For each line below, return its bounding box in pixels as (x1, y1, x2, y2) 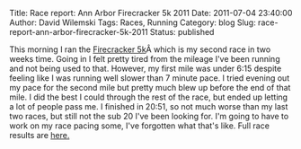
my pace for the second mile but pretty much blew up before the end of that (9, 83, 291, 92)
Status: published (149, 27, 215, 37)
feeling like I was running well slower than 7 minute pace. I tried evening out (9, 73, 290, 83)
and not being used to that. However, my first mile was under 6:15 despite (9, 63, 282, 74)
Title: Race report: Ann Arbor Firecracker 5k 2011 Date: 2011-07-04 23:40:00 (9, 8, 293, 18)
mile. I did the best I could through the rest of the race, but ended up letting (9, 92, 288, 102)
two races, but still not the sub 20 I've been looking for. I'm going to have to (9, 111, 289, 121)
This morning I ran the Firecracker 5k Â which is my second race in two (9, 44, 271, 55)
